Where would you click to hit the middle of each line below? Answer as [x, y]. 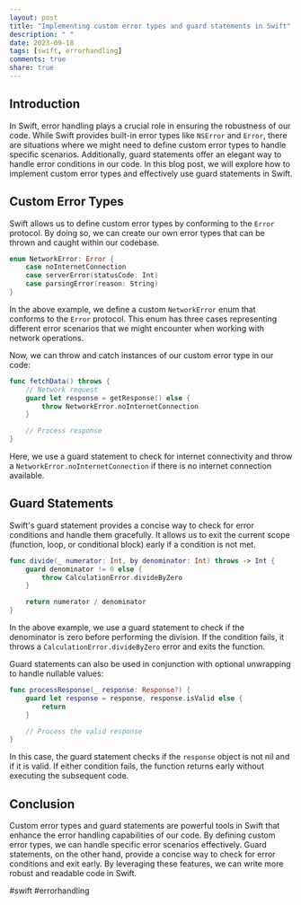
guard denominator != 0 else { [84, 569]
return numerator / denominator [86, 602]
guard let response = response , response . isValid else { [134, 698]
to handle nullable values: [57, 673]
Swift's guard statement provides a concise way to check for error [132, 525]
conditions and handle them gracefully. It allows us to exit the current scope [150, 534]
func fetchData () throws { [60, 381]
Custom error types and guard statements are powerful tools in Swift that [145, 826]
